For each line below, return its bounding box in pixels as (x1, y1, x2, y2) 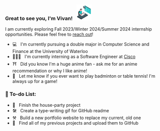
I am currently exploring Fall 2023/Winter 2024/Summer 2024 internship (5, 26, 152, 32)
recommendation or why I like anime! (12, 68, 88, 74)
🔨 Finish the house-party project (12, 102, 81, 108)
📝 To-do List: (5, 91, 36, 98)
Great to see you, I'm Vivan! (5, 15, 73, 22)
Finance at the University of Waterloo (12, 48, 88, 54)
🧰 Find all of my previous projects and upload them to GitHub (12, 120, 139, 126)
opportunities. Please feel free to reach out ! (5, 32, 94, 38)
